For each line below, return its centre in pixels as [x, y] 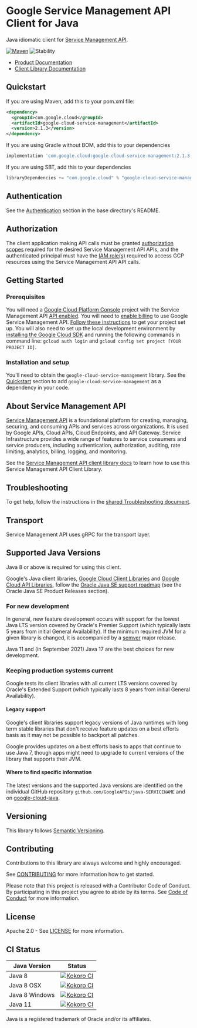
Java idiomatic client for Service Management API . [67, 39]
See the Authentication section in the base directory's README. [83, 210]
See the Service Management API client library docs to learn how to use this [98, 463]
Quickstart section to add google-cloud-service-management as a [84, 381]
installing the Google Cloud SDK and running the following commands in [93, 335]
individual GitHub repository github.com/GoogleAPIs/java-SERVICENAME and [96, 791]
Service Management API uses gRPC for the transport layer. [78, 534]
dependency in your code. [38, 388]
